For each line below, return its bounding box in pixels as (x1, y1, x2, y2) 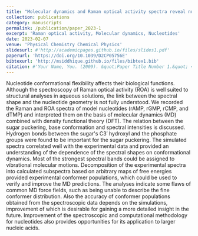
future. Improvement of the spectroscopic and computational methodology (6, 212, 187, 219)
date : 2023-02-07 (6, 36, 49, 42)
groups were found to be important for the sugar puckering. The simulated (6, 137, 187, 144)
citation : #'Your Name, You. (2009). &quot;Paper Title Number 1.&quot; (6, 63, 189, 70)
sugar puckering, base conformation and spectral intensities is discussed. (6, 124, 186, 131)
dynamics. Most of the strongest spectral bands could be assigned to (6, 155, 175, 163)
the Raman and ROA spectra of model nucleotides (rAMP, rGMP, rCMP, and (6, 105, 189, 112)
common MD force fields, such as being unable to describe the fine (6, 187, 170, 194)
